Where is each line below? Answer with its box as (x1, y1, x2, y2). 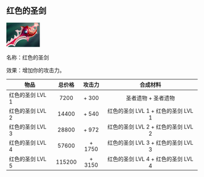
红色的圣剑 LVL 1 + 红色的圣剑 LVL (107, 107, 194, 114)
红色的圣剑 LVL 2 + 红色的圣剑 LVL (107, 123, 194, 130)
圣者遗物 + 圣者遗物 (126, 95, 175, 102)
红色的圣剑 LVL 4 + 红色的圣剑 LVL (107, 155, 194, 162)
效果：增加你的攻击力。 (6, 66, 65, 74)
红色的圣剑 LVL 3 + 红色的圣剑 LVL (107, 139, 194, 147)
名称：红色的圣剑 (6, 53, 49, 61)
